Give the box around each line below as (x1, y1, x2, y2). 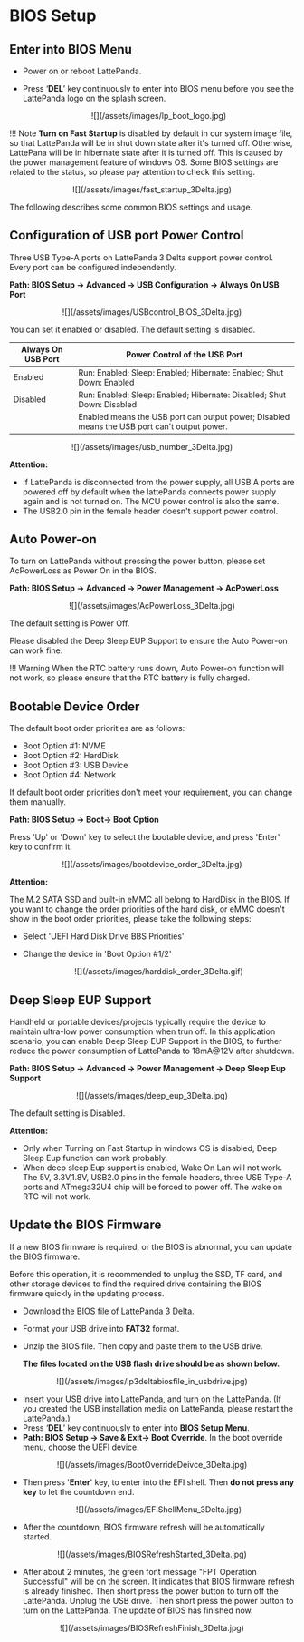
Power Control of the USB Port (126, 348, 243, 359)
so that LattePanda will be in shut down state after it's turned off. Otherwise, (9, 138, 293, 148)
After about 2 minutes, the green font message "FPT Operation (22, 1566, 257, 1577)
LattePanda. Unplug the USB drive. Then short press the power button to (22, 1595, 294, 1606)
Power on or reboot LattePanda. (22, 65, 142, 76)
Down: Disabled (78, 398, 138, 409)
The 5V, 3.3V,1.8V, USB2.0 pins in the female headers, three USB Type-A (22, 1172, 292, 1182)
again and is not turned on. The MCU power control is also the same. (22, 495, 280, 506)
